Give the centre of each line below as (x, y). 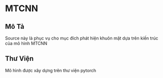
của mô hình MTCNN (26, 43)
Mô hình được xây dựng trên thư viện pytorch (51, 70)
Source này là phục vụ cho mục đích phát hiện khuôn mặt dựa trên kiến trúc (81, 38)
